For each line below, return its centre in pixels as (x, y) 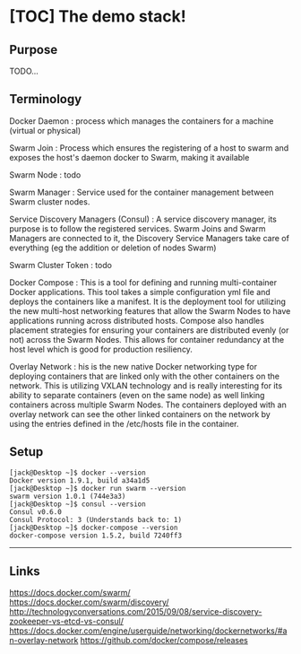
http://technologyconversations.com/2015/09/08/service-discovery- (136, 612)
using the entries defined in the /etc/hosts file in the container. (124, 423)
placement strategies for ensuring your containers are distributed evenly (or (149, 330)
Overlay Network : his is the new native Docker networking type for (133, 366)
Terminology (46, 99)
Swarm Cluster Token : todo (60, 265)
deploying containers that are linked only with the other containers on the (145, 376)
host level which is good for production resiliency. (101, 349)
